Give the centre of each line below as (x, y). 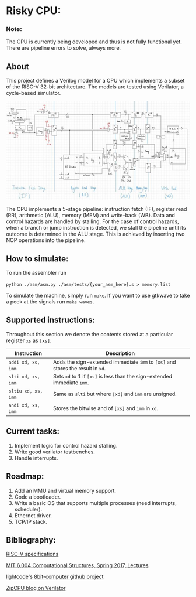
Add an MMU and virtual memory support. (65, 490)
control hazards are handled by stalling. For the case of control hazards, (92, 221)
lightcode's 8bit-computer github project (55, 577)
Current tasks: (33, 431)
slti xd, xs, (24, 377)
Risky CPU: (34, 11)
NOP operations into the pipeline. (46, 240)
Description (120, 353)
